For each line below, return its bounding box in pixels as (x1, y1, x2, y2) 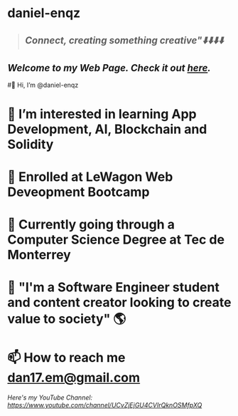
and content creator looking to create (7, 294, 232, 311)
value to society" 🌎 (7, 311, 126, 327)
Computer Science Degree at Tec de (7, 232, 225, 247)
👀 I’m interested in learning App (7, 105, 197, 122)
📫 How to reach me (7, 350, 126, 366)
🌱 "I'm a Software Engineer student (7, 279, 220, 296)
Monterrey (7, 246, 71, 263)
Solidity (7, 136, 54, 152)
